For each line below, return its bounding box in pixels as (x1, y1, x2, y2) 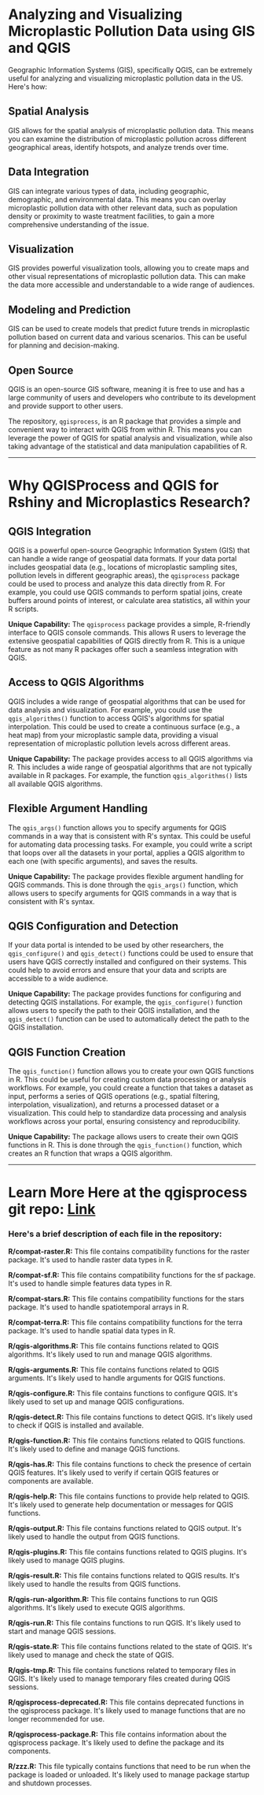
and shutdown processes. (8, 1778, 92, 1787)
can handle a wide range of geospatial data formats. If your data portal (8, 554, 237, 563)
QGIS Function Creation (8, 1045, 126, 1059)
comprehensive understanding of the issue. (8, 219, 149, 229)
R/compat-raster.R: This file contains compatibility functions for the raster (8, 1246, 250, 1256)
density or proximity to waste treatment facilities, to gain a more (8, 211, 214, 221)
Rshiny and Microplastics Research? (8, 493, 251, 512)
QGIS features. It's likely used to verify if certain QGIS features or (8, 1468, 219, 1477)
